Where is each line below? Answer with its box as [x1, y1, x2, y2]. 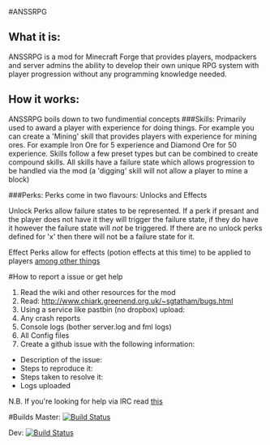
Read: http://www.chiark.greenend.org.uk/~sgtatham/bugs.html [19, 296, 234, 306]
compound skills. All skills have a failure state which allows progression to [8, 157, 255, 167]
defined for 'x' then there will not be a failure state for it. [8, 231, 195, 242]
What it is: [8, 30, 61, 44]
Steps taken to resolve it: [19, 372, 104, 382]
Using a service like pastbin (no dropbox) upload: [19, 304, 185, 314]
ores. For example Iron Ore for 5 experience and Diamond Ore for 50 [8, 139, 238, 149]
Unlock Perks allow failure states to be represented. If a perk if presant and [8, 206, 259, 216]
